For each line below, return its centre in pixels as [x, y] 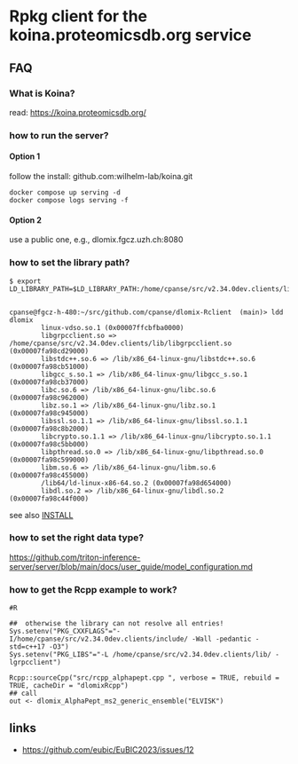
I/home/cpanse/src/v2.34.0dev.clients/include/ [99, 639]
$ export [25, 281]
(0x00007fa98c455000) [49, 475]
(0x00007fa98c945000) [49, 413]
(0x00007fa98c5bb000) [49, 444]
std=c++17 [27, 647]
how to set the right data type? [77, 538]
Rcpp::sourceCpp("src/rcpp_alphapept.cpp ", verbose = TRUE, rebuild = [144, 678]
